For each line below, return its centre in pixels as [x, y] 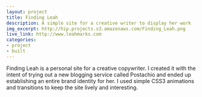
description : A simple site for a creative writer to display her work [99, 23]
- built [16, 51]
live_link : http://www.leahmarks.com [54, 34]
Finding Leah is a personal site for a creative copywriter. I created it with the [101, 68]
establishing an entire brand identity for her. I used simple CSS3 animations [100, 81]
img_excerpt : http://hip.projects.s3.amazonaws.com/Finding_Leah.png [96, 29]
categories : [21, 40]
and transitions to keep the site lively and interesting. [72, 87]
